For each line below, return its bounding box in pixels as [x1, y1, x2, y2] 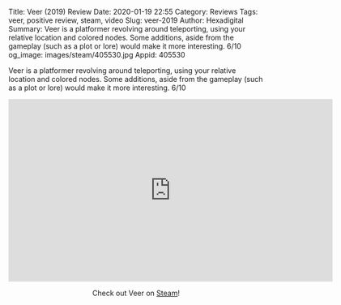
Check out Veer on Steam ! [92, 288, 181, 298]
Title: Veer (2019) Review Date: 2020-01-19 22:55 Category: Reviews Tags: [8, 7, 258, 16]
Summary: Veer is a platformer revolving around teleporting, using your [8, 24, 245, 33]
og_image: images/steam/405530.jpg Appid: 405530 [8, 50, 185, 59]
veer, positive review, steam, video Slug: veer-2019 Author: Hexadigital [8, 15, 245, 25]
